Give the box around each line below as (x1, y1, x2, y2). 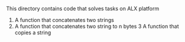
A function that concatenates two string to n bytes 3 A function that (14, 23, 179, 30)
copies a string (14, 29, 51, 36)
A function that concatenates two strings (14, 17, 114, 23)
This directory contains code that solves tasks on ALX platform (6, 5, 160, 12)
